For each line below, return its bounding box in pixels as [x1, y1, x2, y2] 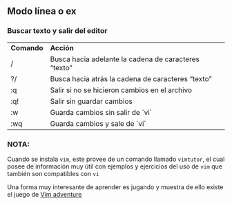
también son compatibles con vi [7, 169, 99, 177]
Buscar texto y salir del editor [7, 26, 108, 36]
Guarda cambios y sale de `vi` [50, 118, 146, 128]
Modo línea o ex [7, 6, 77, 17]
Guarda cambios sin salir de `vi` [50, 107, 153, 117]
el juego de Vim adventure [7, 190, 82, 198]
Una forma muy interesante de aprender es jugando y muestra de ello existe [7, 182, 224, 191]
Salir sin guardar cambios [50, 96, 133, 106]
